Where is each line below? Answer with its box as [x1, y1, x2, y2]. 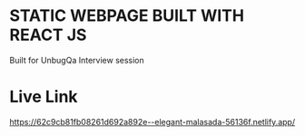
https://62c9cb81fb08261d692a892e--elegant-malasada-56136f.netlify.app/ [9, 116, 296, 127]
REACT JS [9, 24, 87, 45]
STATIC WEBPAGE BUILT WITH [9, 5, 245, 26]
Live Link [9, 87, 79, 107]
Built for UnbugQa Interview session [9, 54, 145, 65]
